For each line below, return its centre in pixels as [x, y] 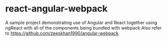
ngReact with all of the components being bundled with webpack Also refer [83, 27]
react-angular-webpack [57, 9]
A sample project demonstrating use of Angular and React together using [81, 22]
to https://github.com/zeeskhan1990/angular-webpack [62, 33]
